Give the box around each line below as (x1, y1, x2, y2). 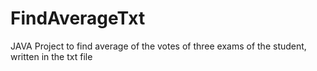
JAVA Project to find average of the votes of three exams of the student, (10, 40, 307, 52)
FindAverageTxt (10, 7, 146, 30)
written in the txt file (10, 50, 93, 62)
